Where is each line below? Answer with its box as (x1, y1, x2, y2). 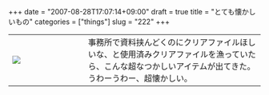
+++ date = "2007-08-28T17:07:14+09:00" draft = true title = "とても (8, 7, 235, 16)
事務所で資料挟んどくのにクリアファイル (87, 37, 240, 48)
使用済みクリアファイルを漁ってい (119, 49, 248, 60)
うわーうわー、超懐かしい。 (87, 73, 193, 84)
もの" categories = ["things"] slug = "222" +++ (14, 17, 171, 26)
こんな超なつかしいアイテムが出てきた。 (103, 61, 256, 72)
